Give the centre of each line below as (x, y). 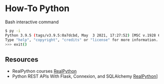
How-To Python (37, 8)
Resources (22, 59)
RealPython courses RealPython (44, 71)
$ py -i (13, 31)
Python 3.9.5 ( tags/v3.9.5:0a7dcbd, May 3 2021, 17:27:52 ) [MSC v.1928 (81, 35)
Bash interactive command (32, 22)
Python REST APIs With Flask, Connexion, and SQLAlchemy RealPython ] (85, 76)
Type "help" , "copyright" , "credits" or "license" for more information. (82, 40)
